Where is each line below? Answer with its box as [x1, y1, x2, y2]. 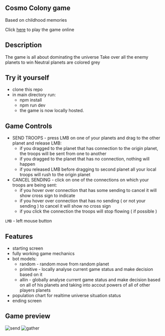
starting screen [12, 245, 43, 251]
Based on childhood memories [5, 17, 67, 23]
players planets [19, 287, 51, 293]
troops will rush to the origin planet [19, 172, 91, 178]
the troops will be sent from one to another [19, 150, 107, 157]
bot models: [12, 256, 37, 262]
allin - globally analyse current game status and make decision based [19, 277, 161, 283]
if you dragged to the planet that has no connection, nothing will [19, 156, 150, 162]
